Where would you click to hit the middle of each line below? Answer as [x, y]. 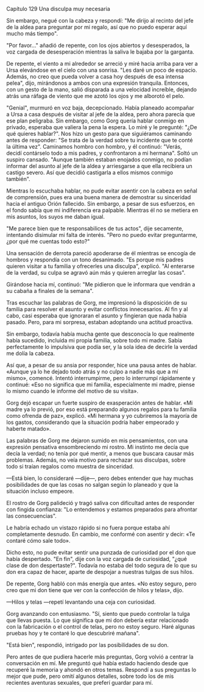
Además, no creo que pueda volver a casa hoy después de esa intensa [95, 76]
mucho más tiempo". [32, 34]
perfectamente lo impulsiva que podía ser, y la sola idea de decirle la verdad [102, 347]
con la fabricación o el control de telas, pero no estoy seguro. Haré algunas [101, 627]
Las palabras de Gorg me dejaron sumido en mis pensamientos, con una [97, 440]
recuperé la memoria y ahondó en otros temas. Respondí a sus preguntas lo [101, 670]
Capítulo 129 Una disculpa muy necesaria [58, 9]
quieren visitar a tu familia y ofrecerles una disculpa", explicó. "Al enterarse [100, 266]
